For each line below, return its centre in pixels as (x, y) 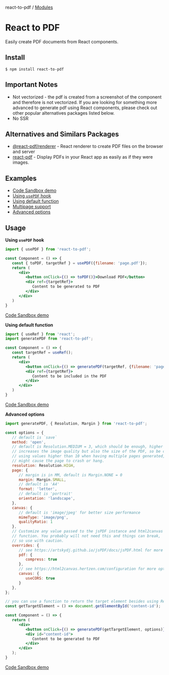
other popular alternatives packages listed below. (63, 113)
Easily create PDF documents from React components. (62, 41)
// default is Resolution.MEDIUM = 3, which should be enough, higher (88, 447)
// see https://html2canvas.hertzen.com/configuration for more (87, 569)
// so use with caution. (38, 541)
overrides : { (25, 545)
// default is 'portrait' (46, 494)
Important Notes (31, 85)
